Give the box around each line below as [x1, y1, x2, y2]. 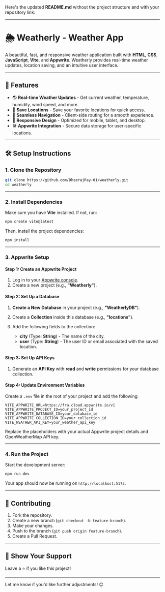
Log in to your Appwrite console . [12, 277, 79, 283]
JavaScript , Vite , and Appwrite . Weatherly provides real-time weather [5, 57, 148, 63]
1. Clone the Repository [5, 167, 61, 174]
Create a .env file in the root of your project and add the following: [5, 393, 139, 399]
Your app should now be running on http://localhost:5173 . [5, 480, 126, 486]
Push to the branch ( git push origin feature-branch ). [12, 528, 123, 533]
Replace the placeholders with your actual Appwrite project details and [5, 428, 148, 435]
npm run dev [5, 471, 29, 476]
